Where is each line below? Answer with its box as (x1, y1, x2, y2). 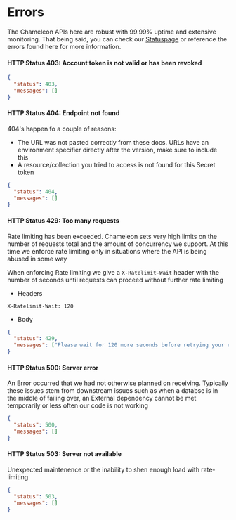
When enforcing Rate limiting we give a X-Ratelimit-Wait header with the (7, 268, 220, 276)
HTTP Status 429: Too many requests (7, 216, 119, 225)
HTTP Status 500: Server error (7, 363, 99, 372)
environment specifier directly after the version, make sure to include (17, 145, 218, 154)
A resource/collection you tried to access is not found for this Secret (17, 160, 216, 169)
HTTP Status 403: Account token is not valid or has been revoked (7, 58, 202, 67)
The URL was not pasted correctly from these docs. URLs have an (17, 138, 209, 146)
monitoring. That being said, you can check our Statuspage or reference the (7, 34, 228, 43)
